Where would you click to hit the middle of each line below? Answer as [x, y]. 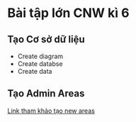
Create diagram [40, 56]
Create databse [40, 64]
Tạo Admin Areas [46, 94]
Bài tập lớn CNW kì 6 [68, 13]
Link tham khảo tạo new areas [51, 111]
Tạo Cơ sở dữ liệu [46, 39]
